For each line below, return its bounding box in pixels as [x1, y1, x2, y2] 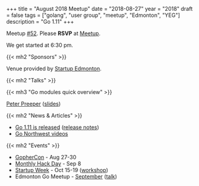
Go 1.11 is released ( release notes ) [15, 124, 100, 131]
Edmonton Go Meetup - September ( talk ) [15, 173, 117, 180]
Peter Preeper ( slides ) [6, 100, 61, 107]
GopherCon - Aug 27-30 [15, 154, 77, 161]
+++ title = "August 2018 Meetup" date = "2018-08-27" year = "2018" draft [6, 5, 193, 12]
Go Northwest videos [15, 130, 68, 137]
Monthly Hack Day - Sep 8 [15, 160, 82, 167]
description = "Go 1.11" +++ [6, 18, 74, 25]
